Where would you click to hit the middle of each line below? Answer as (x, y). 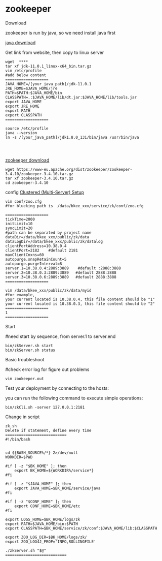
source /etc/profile (27, 128)
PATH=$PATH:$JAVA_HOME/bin (34, 93)
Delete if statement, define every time (49, 430)
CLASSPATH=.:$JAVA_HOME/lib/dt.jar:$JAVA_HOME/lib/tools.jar (71, 97)
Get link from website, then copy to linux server (55, 52)
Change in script (23, 417)
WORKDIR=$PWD (19, 457)
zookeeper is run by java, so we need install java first (60, 33)
